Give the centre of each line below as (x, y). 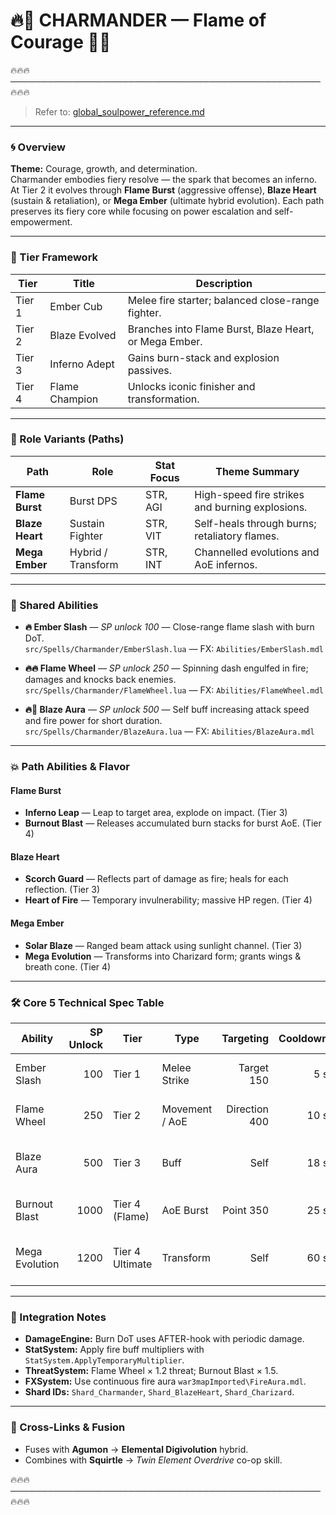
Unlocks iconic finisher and (191, 386)
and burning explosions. (251, 507)
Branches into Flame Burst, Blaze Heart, (221, 329)
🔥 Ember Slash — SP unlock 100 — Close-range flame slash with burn (169, 627)
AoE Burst (185, 1210)
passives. (150, 370)
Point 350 (246, 1210)
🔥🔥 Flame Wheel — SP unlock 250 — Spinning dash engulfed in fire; (166, 668)
